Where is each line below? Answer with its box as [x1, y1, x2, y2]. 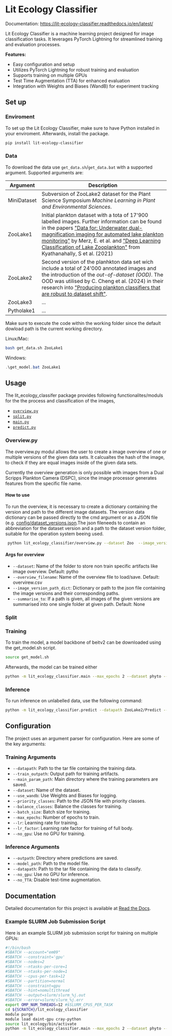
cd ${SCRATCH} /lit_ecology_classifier [5, 1007, 88, 1012]
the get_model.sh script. [5, 645, 56, 651]
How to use [5, 492, 30, 498]
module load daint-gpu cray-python [5, 1017, 81, 1022]
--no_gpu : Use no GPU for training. [12, 830, 85, 837]
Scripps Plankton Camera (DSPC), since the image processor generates [5, 475, 157, 481]
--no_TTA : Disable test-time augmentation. [12, 877, 101, 883]
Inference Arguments [5, 843, 60, 850]
